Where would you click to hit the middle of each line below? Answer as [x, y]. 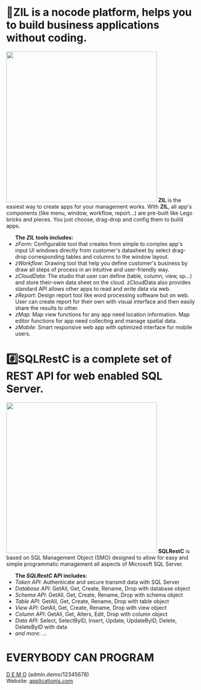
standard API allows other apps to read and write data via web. [93, 288]
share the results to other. [47, 308]
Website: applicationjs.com [40, 680]
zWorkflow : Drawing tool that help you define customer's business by [101, 263]
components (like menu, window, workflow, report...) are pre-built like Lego [99, 213]
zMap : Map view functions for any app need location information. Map [102, 314]
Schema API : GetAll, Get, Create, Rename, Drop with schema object [99, 595]
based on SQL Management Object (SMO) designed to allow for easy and [97, 557]
